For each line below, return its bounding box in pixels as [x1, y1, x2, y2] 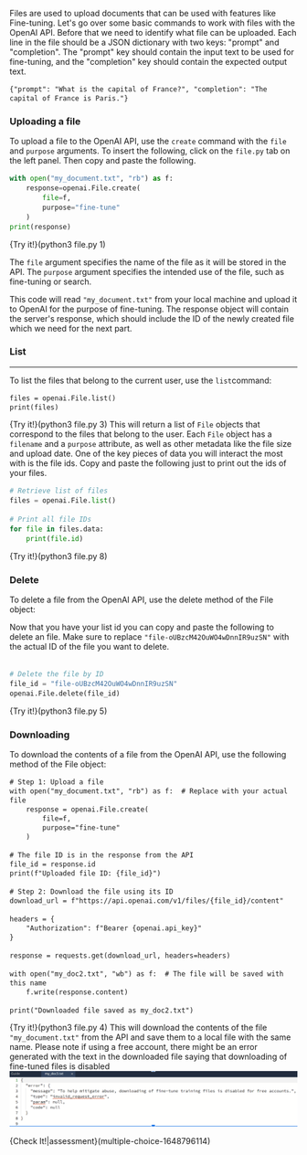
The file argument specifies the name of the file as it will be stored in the [9, 256, 287, 268]
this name [9, 979, 48, 988]
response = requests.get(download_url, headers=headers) [9, 951, 231, 960]
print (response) [9, 222, 71, 231]
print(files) [9, 402, 59, 412]
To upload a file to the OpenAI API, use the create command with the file [9, 136, 287, 147]
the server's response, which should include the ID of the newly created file [9, 313, 295, 323]
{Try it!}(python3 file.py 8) [9, 551, 108, 562]
